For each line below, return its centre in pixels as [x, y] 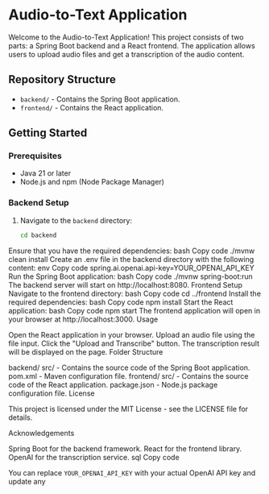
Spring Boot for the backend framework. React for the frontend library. [125, 448]
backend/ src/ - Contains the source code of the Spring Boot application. [129, 367]
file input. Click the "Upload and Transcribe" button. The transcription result [134, 343]
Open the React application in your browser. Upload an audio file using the [132, 334]
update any [27, 481]
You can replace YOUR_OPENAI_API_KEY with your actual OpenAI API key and [132, 472]
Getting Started [48, 133]
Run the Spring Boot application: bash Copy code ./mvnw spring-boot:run [130, 276]
